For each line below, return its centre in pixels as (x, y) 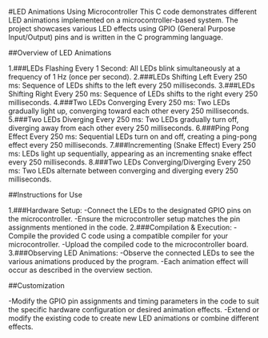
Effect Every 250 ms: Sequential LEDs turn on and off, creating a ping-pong (133, 136)
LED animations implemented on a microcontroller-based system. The (123, 20)
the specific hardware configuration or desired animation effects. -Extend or (134, 309)
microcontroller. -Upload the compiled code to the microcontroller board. (128, 244)
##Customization (37, 285)
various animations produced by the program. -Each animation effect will (128, 261)
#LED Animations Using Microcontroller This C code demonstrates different (133, 12)
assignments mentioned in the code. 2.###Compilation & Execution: (120, 227)
